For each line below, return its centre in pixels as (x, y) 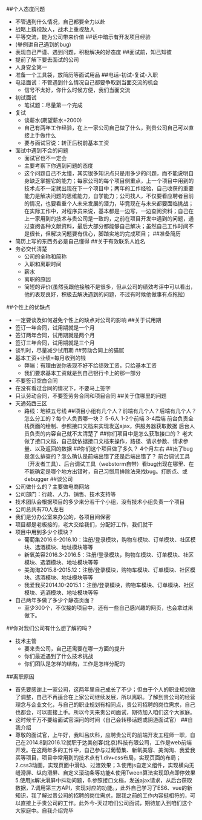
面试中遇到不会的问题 (41, 150)
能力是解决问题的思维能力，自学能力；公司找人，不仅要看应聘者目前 (109, 196)
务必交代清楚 (31, 249)
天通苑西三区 (31, 403)
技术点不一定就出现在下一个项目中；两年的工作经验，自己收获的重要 (109, 188)
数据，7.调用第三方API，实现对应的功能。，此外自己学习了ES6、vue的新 (103, 788)
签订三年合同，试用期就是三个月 (55, 343)
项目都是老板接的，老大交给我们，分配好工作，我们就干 (84, 524)
